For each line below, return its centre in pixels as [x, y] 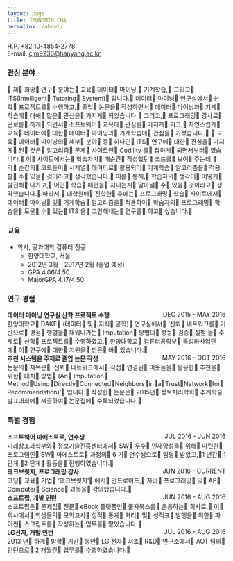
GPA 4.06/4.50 [49, 272]
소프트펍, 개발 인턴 [32, 498]
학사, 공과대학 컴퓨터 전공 [52, 246]
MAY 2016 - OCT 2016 [194, 358]
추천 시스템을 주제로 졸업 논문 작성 [53, 359]
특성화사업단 [200, 342]
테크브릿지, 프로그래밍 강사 [43, 471]
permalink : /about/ [35, 26]
